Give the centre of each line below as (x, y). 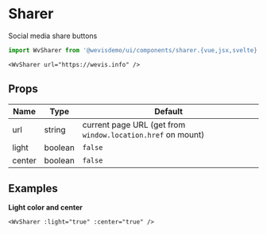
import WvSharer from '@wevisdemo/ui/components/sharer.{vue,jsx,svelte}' (135, 50)
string (55, 129)
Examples (33, 188)
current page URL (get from (134, 125)
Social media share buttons (53, 36)
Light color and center (46, 208)
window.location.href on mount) (143, 134)
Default (168, 111)
